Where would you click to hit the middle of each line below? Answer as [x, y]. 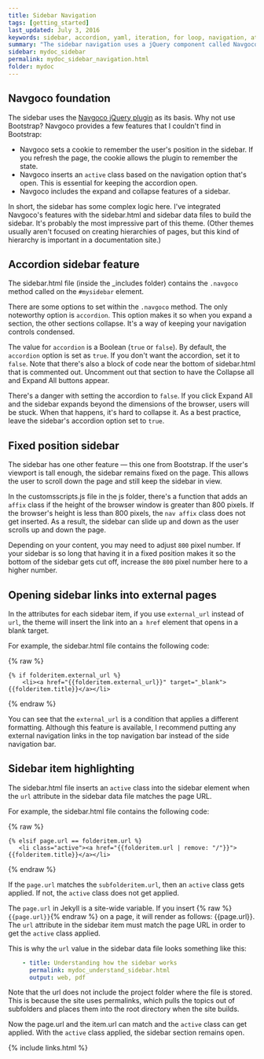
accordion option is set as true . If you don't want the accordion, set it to [124, 355]
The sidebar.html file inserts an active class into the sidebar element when [129, 788]
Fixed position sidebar [64, 445]
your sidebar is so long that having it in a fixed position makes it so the [122, 553]
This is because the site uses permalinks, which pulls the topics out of [122, 1001]
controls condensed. [42, 332]
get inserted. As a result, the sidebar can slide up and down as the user [124, 522]
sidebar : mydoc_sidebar [47, 52]
